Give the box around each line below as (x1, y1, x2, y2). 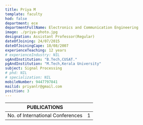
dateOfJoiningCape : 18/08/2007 (5, 43, 69, 48)
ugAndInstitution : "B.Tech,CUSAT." (5, 57, 78, 62)
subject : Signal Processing (5, 66, 62, 71)
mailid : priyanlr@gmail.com (5, 84, 62, 89)
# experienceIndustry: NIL (5, 52, 60, 57)
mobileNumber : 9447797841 (5, 79, 58, 84)
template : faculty (5, 12, 42, 17)
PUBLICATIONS (26, 104, 63, 111)
